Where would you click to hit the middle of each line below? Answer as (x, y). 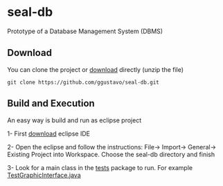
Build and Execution (51, 103)
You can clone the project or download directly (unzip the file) (96, 69)
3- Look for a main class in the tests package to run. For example (100, 167)
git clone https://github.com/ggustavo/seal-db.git (83, 82)
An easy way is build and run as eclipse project (74, 120)
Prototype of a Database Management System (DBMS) (85, 31)
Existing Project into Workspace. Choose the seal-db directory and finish (111, 154)
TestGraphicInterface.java (44, 175)
